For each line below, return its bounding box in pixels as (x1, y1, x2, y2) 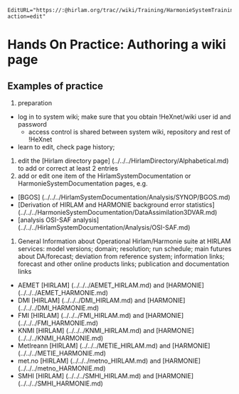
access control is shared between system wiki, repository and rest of (28, 128, 231, 136)
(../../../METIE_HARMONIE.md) (17, 349, 107, 357)
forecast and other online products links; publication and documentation (17, 260, 230, 268)
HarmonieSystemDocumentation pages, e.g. (17, 179, 148, 188)
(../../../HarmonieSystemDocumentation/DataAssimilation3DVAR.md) (17, 208, 218, 216)
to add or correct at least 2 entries (17, 164, 119, 172)
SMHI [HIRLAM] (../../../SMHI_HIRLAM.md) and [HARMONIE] (17, 372, 194, 380)
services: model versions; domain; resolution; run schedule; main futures (17, 245, 232, 252)
